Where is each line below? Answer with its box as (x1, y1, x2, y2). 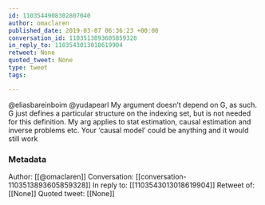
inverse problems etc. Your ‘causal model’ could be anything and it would (8, 125, 249, 135)
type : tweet (8, 64, 48, 72)
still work (8, 133, 38, 144)
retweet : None (8, 49, 56, 57)
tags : (8, 71, 26, 79)
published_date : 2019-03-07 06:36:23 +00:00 (8, 26, 159, 34)
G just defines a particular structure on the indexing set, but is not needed (8, 108, 251, 118)
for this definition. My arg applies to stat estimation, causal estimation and (8, 116, 251, 126)
